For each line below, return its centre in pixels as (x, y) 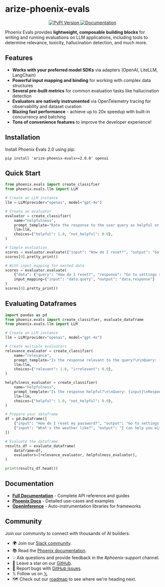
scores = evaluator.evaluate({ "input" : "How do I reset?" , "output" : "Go (82, 252)
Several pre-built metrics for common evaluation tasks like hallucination (86, 91)
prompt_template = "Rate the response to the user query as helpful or (87, 225)
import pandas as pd (26, 315)
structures (23, 85)
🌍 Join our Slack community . (42, 543)
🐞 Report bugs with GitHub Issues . (47, 568)
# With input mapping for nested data (45, 266)
